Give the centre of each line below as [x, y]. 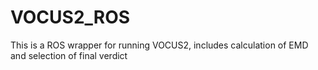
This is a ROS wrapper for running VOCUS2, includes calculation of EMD [159, 45]
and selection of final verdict [69, 55]
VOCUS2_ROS [70, 17]
